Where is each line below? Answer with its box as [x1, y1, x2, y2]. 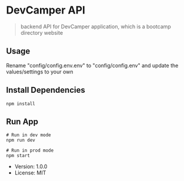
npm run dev [6, 138, 35, 143]
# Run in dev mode [6, 132, 51, 138]
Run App [6, 116, 39, 126]
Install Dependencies [6, 85, 85, 95]
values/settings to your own [6, 68, 73, 75]
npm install [6, 100, 35, 106]
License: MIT [14, 169, 46, 176]
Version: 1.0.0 [14, 163, 48, 170]
